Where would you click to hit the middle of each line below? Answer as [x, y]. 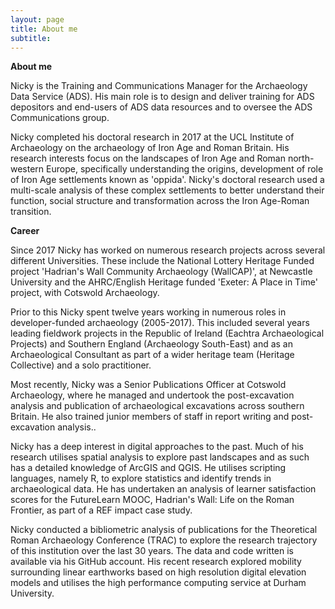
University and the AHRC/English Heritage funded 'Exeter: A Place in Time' [164, 282]
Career [25, 231]
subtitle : [31, 38]
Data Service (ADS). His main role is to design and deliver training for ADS [162, 97]
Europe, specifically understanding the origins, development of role [185, 169]
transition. [31, 212]
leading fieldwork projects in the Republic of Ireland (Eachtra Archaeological [167, 333]
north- [301, 158]
